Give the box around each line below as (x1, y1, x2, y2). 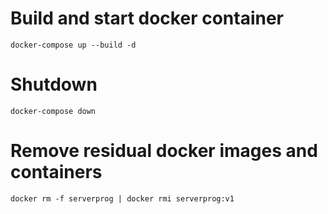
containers (10, 161, 103, 184)
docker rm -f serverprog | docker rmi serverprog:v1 (10, 193, 235, 204)
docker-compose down (10, 106, 97, 116)
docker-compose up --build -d (10, 40, 137, 50)
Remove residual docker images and (10, 140, 318, 162)
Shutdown (10, 73, 98, 96)
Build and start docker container (10, 7, 284, 30)
